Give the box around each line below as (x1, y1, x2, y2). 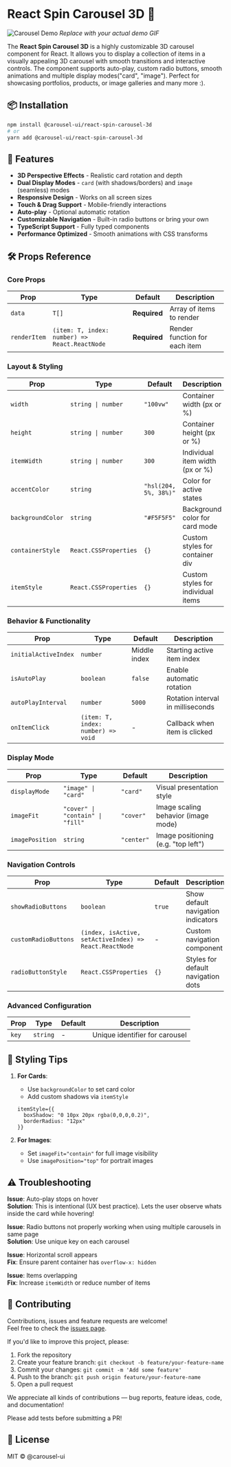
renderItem (10, 333, 46, 341)
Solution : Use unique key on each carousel (7, 1237, 129, 1246)
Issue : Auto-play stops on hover (7, 1195, 98, 1203)
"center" (121, 836, 150, 843)
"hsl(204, (144, 482, 176, 490)
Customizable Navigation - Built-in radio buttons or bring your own (16, 215, 209, 224)
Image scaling (155, 802, 201, 812)
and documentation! (7, 1400, 64, 1409)
